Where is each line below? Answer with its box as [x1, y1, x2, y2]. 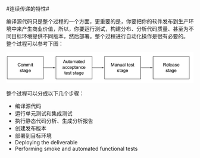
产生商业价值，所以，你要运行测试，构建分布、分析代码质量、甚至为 [21, 26, 189, 32]
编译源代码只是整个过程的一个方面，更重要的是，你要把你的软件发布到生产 [6, 18, 189, 25]
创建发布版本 [14, 124, 46, 132]
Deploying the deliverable [14, 138, 78, 146]
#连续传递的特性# [6, 5, 49, 12]
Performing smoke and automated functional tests [14, 145, 138, 152]
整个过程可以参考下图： [6, 40, 64, 47]
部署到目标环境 [14, 132, 52, 139]
